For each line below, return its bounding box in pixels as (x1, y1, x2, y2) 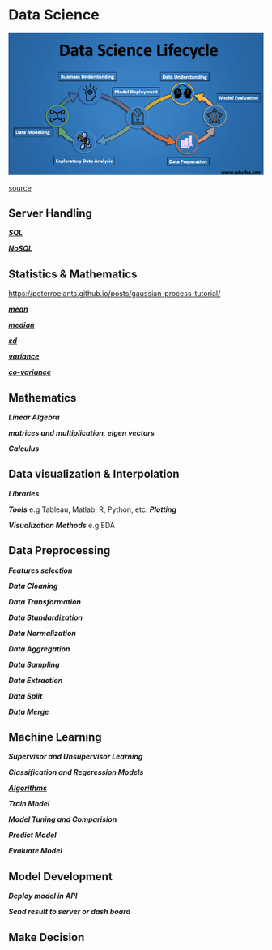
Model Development (8, 870, 113, 883)
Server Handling (8, 206, 93, 220)
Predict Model (8, 830, 57, 840)
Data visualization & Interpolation (8, 467, 180, 481)
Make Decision (8, 931, 85, 944)
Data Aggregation (8, 643, 70, 654)
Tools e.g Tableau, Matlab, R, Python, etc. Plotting (8, 505, 176, 514)
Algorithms (8, 783, 47, 793)
